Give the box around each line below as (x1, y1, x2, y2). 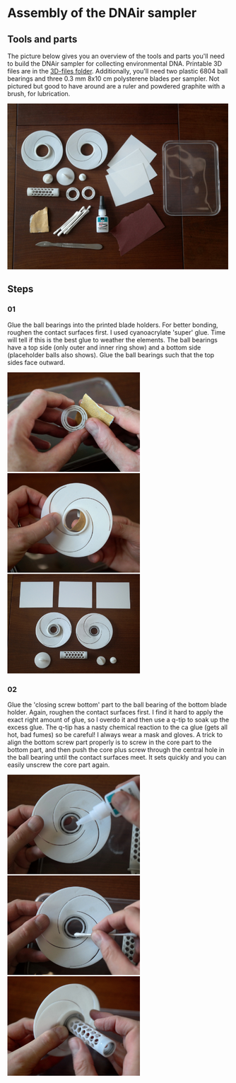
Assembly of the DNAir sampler (7, 5, 197, 21)
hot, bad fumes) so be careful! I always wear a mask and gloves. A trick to (7, 730, 223, 739)
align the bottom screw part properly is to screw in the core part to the (7, 738, 212, 746)
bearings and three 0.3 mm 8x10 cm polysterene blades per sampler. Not (7, 74, 220, 83)
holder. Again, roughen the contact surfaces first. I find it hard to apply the (7, 707, 224, 716)
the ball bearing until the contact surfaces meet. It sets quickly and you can (7, 753, 227, 761)
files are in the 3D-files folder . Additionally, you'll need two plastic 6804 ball (7, 67, 228, 75)
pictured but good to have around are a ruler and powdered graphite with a (7, 82, 225, 90)
